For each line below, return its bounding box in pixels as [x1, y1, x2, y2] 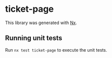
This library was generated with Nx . [5, 20, 77, 26]
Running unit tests [5, 34, 62, 42]
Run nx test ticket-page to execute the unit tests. [5, 47, 107, 53]
